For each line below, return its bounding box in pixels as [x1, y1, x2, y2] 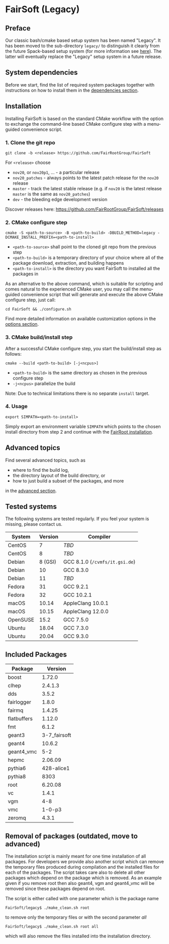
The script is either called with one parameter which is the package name [5, 896, 159, 902]
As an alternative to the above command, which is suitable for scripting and [5, 281, 163, 287]
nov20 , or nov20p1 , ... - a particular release [12, 169, 100, 175]
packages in [12, 271, 39, 277]
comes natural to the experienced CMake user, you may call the [5, 286, 139, 292]
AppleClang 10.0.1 [63, 599, 109, 607]
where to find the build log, [12, 467, 70, 473]
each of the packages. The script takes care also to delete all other [5, 869, 146, 876]
